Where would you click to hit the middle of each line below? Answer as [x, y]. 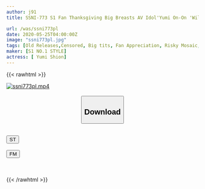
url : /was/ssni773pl [33, 29]
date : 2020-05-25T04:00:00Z [42, 34]
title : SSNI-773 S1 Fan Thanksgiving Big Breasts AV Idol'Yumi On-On [97, 18]
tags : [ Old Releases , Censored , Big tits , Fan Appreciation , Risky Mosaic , [103, 46]
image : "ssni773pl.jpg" [37, 40]
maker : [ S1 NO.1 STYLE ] [37, 52]
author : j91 [21, 12]
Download [103, 112]
